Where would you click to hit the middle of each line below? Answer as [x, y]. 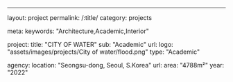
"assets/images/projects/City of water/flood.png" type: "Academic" [103, 52]
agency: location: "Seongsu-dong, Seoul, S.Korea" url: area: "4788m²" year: [116, 65]
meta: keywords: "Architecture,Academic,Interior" [78, 31]
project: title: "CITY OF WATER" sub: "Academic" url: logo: [90, 44]
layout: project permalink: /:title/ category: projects [80, 18]
